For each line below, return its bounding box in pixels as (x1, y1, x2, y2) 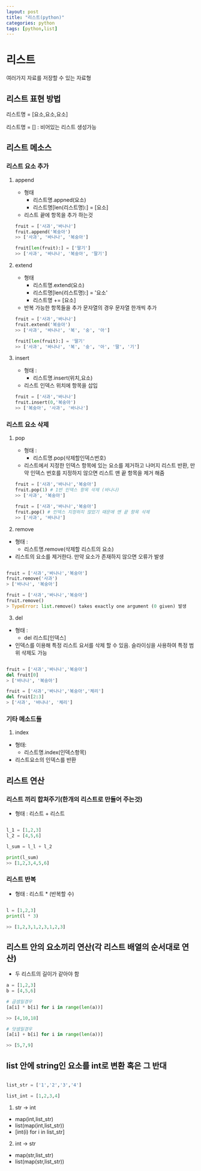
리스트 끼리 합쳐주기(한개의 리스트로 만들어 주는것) (6, 795, 143, 803)
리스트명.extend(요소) (32, 282, 85, 289)
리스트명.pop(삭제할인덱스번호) (32, 454, 106, 461)
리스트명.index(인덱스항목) (23, 749, 87, 756)
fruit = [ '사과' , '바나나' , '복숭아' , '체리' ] (6, 689, 104, 695)
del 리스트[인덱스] (23, 634, 67, 641)
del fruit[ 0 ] (6, 672, 39, 678)
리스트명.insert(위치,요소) (32, 374, 93, 382)
